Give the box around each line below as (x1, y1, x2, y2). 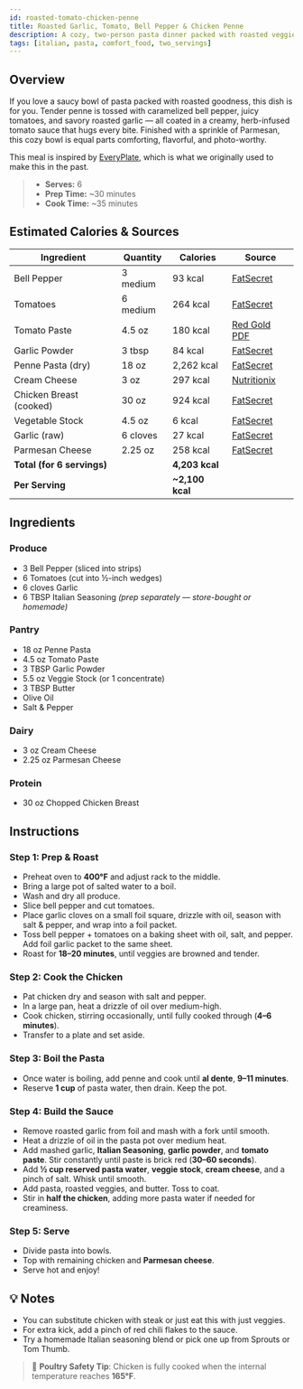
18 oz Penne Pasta (22, 643, 92, 655)
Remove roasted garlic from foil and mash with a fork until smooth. (22, 1126, 271, 1137)
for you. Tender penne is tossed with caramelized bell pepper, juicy (9, 106, 260, 117)
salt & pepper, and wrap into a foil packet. (22, 919, 178, 931)
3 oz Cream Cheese (22, 745, 97, 756)
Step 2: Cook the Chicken (9, 971, 124, 983)
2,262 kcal (172, 359, 218, 371)
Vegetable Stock (14, 414, 84, 427)
